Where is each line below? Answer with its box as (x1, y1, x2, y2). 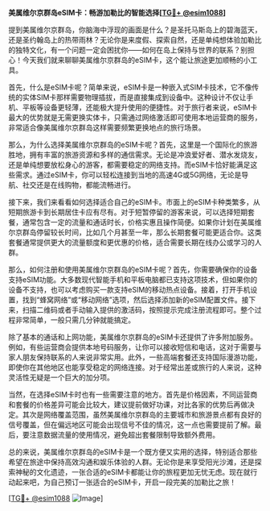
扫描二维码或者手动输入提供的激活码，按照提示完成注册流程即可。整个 (22, 305, 255, 314)
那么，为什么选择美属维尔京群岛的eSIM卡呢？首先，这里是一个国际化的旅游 (8, 140, 258, 149)
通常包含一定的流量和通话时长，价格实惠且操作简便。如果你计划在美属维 (22, 218, 262, 226)
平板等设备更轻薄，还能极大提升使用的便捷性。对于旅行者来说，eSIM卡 (22, 102, 258, 112)
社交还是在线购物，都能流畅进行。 (22, 181, 135, 189)
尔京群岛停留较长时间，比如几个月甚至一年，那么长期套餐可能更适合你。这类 (8, 227, 262, 237)
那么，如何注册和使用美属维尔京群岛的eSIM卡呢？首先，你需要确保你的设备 (8, 265, 258, 274)
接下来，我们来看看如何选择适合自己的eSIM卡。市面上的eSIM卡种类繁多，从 (8, 197, 261, 206)
